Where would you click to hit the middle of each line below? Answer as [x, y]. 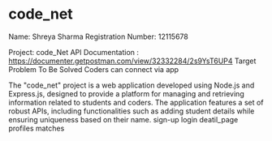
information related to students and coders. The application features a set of [136, 102]
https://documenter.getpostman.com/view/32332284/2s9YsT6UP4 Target [132, 61]
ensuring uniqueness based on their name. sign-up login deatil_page [123, 119]
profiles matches [37, 128]
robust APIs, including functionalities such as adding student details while [132, 111]
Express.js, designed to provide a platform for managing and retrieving [127, 93]
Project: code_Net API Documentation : [74, 52]
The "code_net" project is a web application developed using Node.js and [132, 85]
